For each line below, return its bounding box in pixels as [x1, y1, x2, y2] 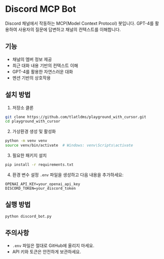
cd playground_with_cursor [5, 119, 61, 124]
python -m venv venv [5, 138, 48, 143]
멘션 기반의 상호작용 [12, 75, 51, 81]
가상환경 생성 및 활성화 [12, 129, 56, 134]
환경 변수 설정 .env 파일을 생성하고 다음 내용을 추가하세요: [12, 171, 124, 178]
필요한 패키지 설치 [12, 153, 47, 159]
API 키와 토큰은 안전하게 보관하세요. [12, 249, 81, 255]
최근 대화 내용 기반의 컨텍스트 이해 [12, 63, 78, 68]
